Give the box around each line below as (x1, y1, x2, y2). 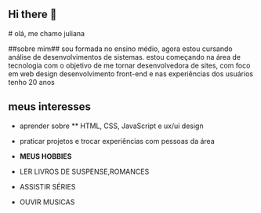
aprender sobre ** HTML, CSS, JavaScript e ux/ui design (19, 121, 204, 130)
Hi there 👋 (8, 8, 57, 21)
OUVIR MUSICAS (19, 197, 75, 207)
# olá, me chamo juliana (8, 28, 85, 38)
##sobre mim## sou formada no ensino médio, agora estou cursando (8, 44, 233, 53)
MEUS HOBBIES (19, 151, 72, 161)
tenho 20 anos (8, 77, 55, 86)
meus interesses (8, 100, 92, 114)
